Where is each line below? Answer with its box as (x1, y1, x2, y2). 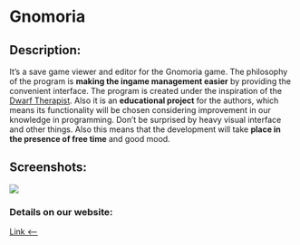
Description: (9, 42, 82, 58)
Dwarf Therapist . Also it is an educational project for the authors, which (9, 95, 279, 106)
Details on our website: (9, 205, 113, 218)
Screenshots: (9, 160, 88, 175)
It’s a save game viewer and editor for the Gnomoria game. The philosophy (9, 66, 288, 77)
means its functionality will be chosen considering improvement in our (9, 105, 272, 115)
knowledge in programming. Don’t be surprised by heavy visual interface (9, 115, 282, 125)
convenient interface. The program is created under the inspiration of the (9, 86, 283, 96)
